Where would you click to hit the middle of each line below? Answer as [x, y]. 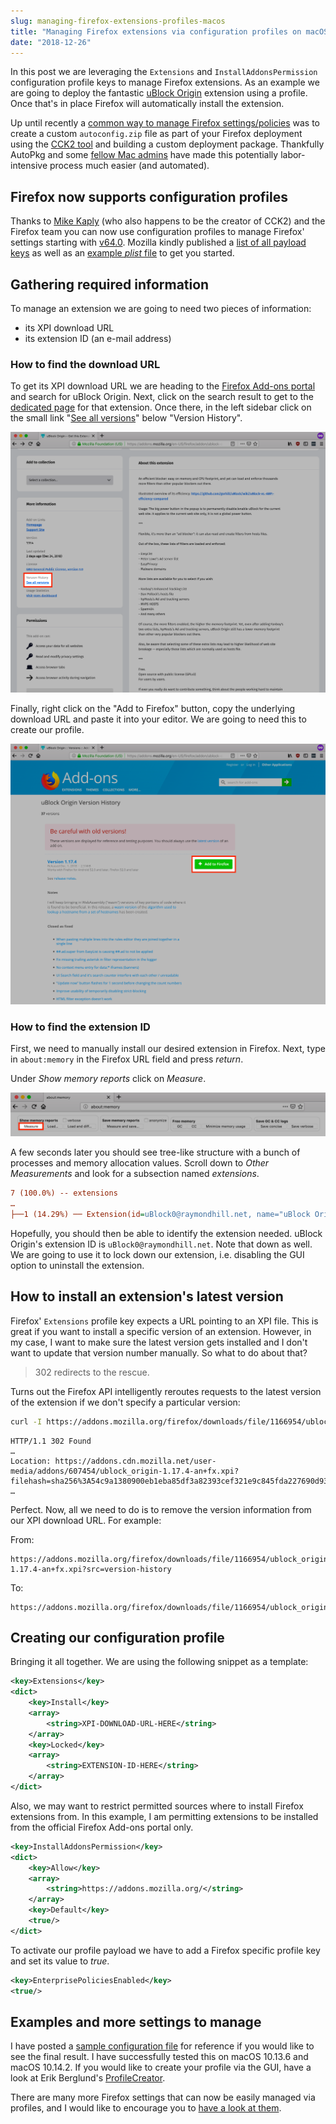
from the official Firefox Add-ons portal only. [102, 1827]
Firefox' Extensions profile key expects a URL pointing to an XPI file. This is [164, 1321]
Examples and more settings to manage [136, 2022]
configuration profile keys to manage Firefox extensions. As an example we [165, 82]
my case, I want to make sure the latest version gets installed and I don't [159, 1342]
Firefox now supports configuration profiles [149, 196]
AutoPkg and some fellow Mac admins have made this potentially [144, 155]
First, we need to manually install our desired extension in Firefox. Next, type [168, 1049]
